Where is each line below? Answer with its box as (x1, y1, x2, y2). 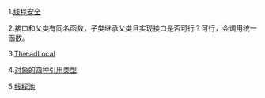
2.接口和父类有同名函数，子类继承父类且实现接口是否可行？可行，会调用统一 (8, 24, 257, 33)
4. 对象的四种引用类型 (8, 65, 78, 74)
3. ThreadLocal (8, 49, 55, 58)
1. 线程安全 (8, 7, 41, 16)
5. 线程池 (8, 82, 36, 91)
